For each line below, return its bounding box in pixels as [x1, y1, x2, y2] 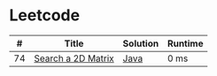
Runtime [167, 37, 204, 49]
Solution [122, 37, 159, 49]
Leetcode [9, 5, 81, 26]
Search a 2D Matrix [34, 52, 115, 65]
